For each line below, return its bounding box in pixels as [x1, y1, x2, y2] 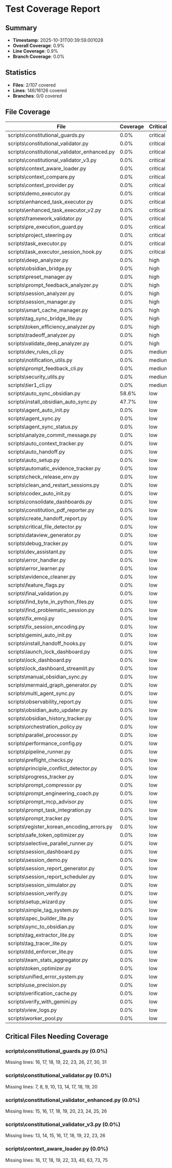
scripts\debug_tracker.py [8, 539, 68, 547]
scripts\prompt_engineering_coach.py [8, 790, 99, 797]
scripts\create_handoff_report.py [8, 515, 87, 522]
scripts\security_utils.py [8, 373, 65, 380]
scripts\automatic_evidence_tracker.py [8, 465, 101, 472]
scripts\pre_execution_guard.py [8, 223, 83, 230]
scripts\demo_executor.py [8, 190, 71, 197]
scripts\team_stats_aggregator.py [8, 956, 89, 963]
